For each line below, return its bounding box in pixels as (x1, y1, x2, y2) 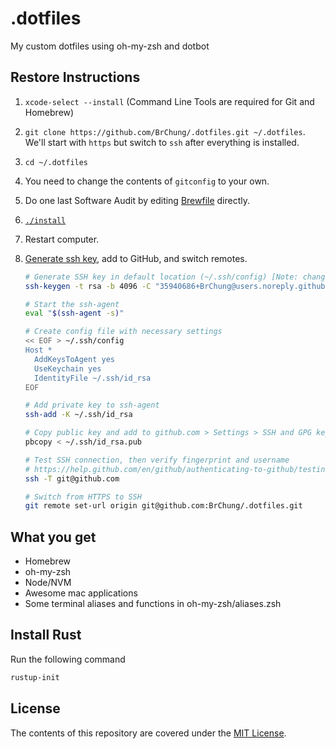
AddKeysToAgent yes (34, 354, 115, 364)
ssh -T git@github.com (24, 473, 120, 484)
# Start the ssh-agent (24, 299, 120, 309)
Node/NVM (24, 577, 72, 589)
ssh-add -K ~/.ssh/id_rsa (24, 410, 133, 420)
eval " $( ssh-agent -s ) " (24, 308, 125, 319)
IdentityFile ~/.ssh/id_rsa (34, 373, 152, 383)
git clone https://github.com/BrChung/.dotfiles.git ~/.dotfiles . (24, 125, 306, 137)
